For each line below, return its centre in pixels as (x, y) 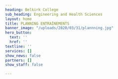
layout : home (19, 19)
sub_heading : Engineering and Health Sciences (54, 14)
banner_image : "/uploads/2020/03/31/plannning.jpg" (59, 28)
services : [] (19, 51)
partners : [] (19, 60)
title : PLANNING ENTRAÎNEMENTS (37, 23)
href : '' (19, 42)
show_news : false (23, 56)
